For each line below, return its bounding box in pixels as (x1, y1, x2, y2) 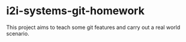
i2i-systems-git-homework (6, 4, 145, 18)
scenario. (6, 30, 29, 37)
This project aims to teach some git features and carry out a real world (6, 24, 181, 31)
